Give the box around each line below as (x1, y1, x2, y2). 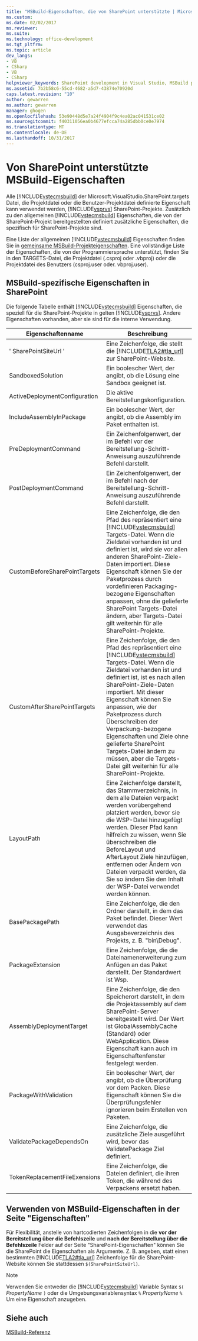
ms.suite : (6, 31, 31, 37)
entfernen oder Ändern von (105, 860, 181, 868)
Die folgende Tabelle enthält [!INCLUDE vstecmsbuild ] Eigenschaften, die (6, 303, 183, 310)
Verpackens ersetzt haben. (105, 1184, 181, 1192)
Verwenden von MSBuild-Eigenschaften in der (6, 1204, 180, 1214)
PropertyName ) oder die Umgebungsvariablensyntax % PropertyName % (6, 1290, 183, 1297)
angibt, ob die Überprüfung (105, 1076, 181, 1084)
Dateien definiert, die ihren (105, 1169, 180, 1177)
